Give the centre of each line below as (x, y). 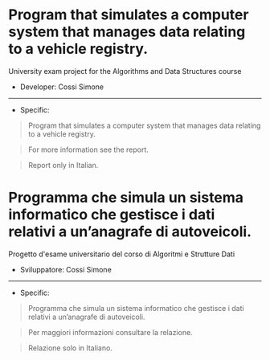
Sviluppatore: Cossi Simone (66, 269)
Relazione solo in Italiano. (70, 348)
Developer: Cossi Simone (62, 87)
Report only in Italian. (63, 165)
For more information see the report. (88, 149)
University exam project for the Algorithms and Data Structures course (125, 71)
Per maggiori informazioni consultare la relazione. (110, 332)
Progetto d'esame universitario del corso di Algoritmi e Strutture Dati (122, 254)
